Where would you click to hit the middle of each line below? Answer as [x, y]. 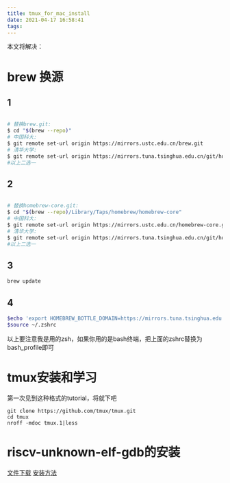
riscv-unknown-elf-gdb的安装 [94, 452]
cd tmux [18, 417]
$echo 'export [27, 318]
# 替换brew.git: [29, 124]
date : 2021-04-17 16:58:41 [46, 20]
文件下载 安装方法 [32, 472]
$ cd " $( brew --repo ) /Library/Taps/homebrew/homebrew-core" [95, 212]
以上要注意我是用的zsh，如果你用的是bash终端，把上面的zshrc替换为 [105, 339]
